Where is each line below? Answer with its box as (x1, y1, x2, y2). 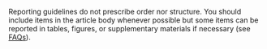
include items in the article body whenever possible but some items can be (8, 15, 259, 25)
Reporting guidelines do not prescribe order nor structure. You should (8, 7, 242, 16)
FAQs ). (8, 32, 31, 42)
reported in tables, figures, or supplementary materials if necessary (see (8, 24, 251, 33)
